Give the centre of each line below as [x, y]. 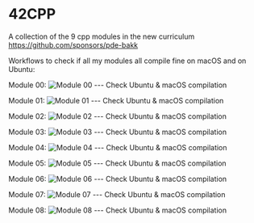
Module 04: [27, 147]
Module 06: [27, 179]
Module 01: [27, 100]
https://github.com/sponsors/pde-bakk [73, 44]
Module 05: [27, 163]
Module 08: [27, 210]
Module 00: [27, 85]
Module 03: [27, 132]
